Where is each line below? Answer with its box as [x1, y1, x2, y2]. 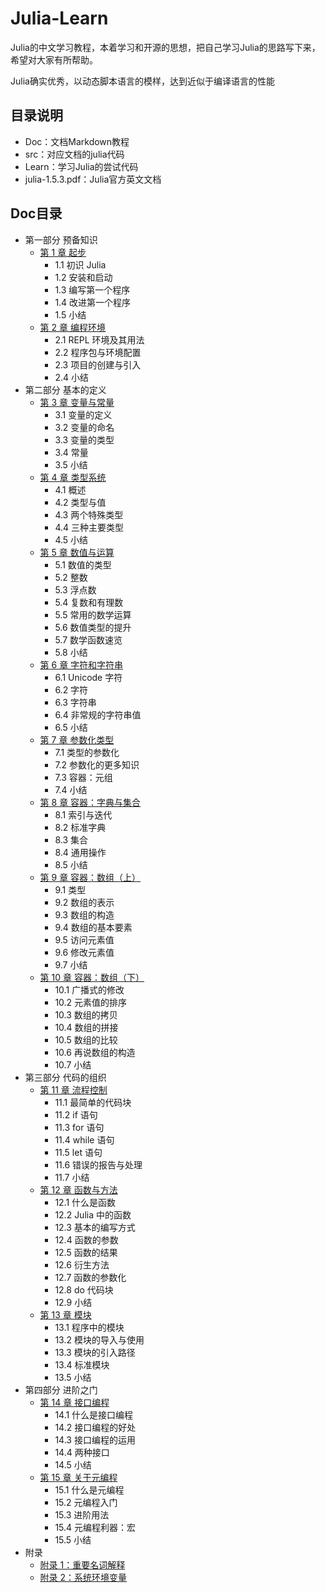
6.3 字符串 [54, 696, 97, 708]
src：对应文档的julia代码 [24, 148, 125, 160]
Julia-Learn [10, 7, 109, 30]
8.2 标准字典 [54, 821, 107, 833]
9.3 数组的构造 [54, 908, 115, 921]
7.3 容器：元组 [54, 771, 113, 783]
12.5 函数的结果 [54, 1246, 118, 1258]
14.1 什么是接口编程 [54, 1408, 134, 1421]
